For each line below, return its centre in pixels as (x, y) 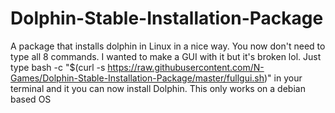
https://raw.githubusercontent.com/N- (186, 67)
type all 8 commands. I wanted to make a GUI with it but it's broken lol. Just (166, 56)
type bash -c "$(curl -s (58, 67)
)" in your (283, 78)
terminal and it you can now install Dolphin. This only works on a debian (158, 88)
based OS (31, 99)
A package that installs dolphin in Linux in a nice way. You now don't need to (168, 46)
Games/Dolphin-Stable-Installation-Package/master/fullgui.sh (137, 78)
